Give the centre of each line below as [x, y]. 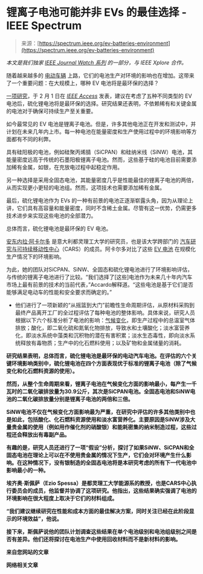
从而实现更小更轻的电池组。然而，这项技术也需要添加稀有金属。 [85, 187]
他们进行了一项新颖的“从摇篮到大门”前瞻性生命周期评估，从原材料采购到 [105, 305]
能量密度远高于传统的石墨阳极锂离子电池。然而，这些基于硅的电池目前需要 [99, 159]
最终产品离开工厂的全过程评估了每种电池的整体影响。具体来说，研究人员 [105, 312]
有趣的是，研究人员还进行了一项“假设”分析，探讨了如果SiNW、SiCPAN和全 [100, 447]
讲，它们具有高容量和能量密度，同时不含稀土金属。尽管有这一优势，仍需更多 [101, 208]
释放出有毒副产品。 [46, 435]
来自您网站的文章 [27, 552]
